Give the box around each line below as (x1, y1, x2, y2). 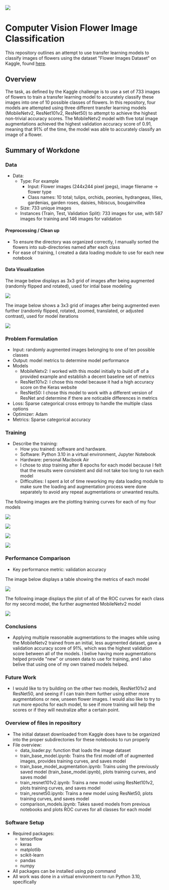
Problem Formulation (5, 335, 58, 342)
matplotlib (20, 846, 41, 853)
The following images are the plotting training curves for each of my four (5, 499, 156, 505)
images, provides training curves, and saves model (20, 758, 126, 764)
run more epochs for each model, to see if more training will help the (12, 701, 155, 708)
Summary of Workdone (5, 146, 80, 155)
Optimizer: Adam (12, 411, 48, 417)
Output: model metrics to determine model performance (12, 357, 130, 364)
